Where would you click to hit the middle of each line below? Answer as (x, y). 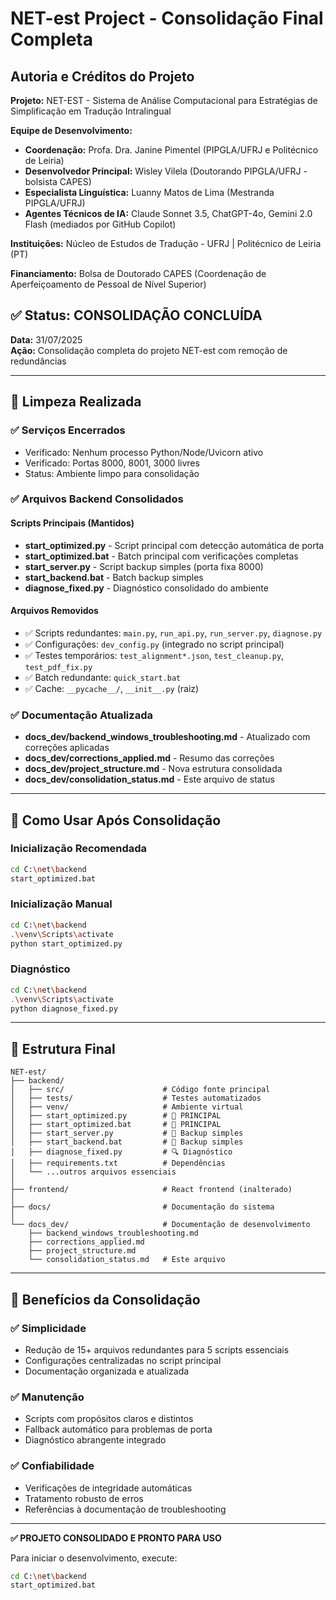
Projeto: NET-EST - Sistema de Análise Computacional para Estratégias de (164, 100)
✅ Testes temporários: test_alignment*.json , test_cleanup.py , (154, 655)
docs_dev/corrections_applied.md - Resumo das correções (149, 758)
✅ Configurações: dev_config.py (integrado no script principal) (154, 644)
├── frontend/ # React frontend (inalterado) (151, 1190)
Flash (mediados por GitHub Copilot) (100, 224)
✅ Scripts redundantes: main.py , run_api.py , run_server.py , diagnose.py (173, 633)
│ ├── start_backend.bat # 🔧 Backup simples (127, 1142)
